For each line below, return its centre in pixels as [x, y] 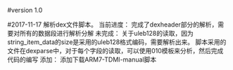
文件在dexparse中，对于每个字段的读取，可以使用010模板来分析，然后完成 [115, 51]
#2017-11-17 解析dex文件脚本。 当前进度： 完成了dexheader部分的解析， [113, 24]
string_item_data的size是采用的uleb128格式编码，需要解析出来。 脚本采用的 [117, 42]
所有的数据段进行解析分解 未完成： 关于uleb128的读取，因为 [106, 33]
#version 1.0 [25, 10]
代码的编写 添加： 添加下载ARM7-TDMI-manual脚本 [82, 59]
